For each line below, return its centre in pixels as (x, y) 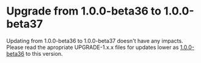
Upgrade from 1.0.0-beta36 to (84, 11)
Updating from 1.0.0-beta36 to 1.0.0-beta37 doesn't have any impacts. (95, 41)
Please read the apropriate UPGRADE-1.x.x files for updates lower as (93, 47)
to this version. (44, 53)
